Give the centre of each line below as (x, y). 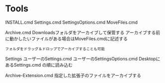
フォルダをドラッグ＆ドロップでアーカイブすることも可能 (55, 49)
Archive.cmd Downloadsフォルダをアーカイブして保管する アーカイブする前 (83, 32)
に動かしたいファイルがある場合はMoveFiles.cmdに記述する (66, 39)
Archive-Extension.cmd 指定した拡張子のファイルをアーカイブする (73, 75)
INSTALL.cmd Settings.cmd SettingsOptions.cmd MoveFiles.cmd (72, 22)
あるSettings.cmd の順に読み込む (39, 65)
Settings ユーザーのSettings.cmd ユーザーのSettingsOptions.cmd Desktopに (83, 59)
